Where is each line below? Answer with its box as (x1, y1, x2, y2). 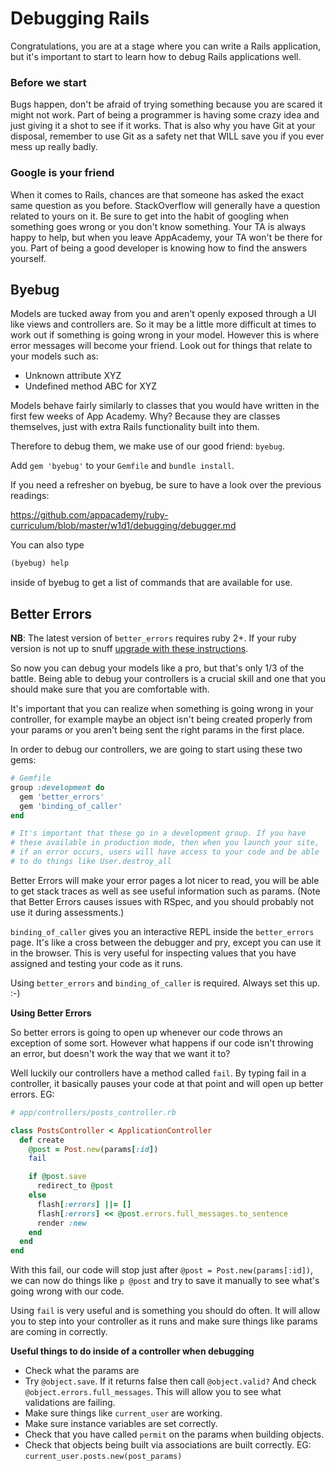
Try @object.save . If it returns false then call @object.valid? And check (24, 1375, 317, 1387)
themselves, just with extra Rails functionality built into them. (10, 421, 260, 433)
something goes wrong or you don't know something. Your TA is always (10, 220, 307, 232)
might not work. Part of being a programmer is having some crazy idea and (10, 109, 320, 121)
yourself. (10, 252, 47, 264)
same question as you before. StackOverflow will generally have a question (10, 199, 321, 211)
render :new (36, 1218, 87, 1228)
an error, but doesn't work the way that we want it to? (10, 1047, 231, 1059)
